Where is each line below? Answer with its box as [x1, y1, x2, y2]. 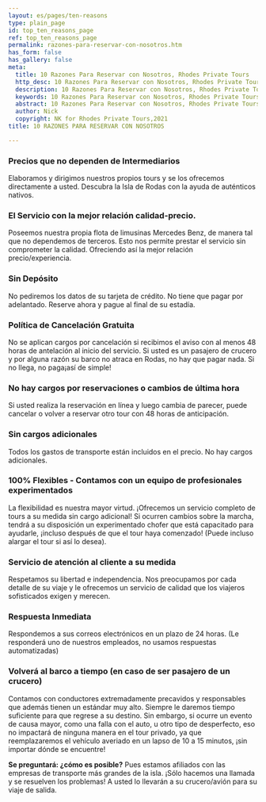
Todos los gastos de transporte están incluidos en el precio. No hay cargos [8, 447, 253, 456]
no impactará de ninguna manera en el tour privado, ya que [8, 727, 202, 737]
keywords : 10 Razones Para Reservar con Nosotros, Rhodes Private [15, 93, 239, 101]
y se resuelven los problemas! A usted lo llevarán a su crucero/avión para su [8, 777, 257, 786]
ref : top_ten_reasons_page [8, 33, 97, 42]
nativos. [8, 190, 34, 200]
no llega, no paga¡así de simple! [8, 363, 112, 372]
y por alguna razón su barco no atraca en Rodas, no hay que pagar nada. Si [8, 354, 255, 363]
